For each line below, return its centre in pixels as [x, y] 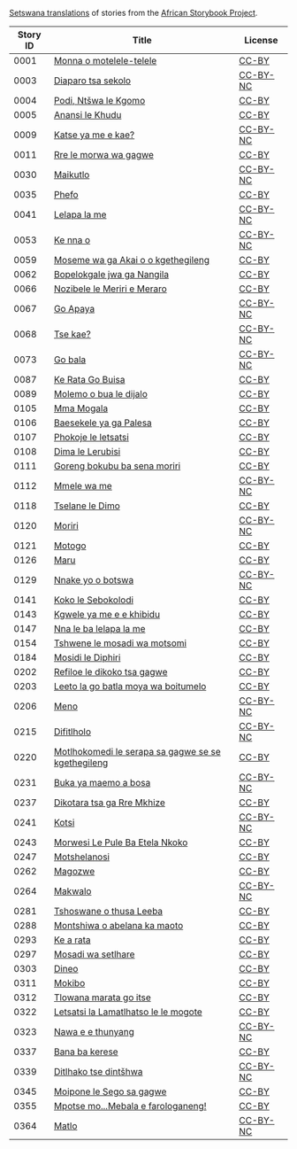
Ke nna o [72, 240]
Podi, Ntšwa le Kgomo [99, 101]
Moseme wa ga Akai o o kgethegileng [132, 260]
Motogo [70, 546]
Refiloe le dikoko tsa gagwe [110, 672]
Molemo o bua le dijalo [100, 394]
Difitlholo [72, 732]
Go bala [70, 360]
